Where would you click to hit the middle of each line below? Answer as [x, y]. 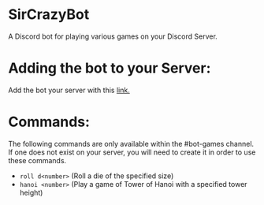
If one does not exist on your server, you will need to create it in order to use [132, 152]
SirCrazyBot [49, 15]
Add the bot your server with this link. [69, 90]
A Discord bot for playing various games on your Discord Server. [113, 36]
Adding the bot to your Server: [110, 68]
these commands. [37, 160]
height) [31, 192]
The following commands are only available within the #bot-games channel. [131, 143]
